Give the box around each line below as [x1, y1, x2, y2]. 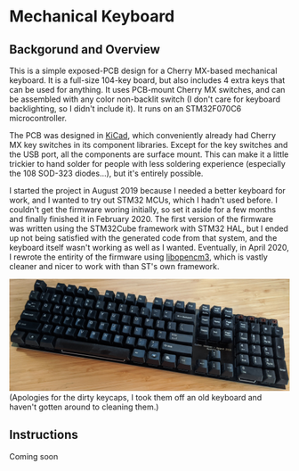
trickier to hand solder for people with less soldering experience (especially [9, 159, 287, 169]
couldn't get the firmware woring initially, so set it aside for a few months [9, 204, 277, 215]
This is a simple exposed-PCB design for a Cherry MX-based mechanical [9, 65, 278, 76]
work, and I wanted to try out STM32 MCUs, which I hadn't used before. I [9, 194, 278, 205]
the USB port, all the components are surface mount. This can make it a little [9, 149, 289, 160]
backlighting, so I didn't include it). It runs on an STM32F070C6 [9, 103, 242, 113]
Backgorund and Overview [9, 42, 160, 57]
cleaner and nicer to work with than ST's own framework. [9, 261, 220, 271]
